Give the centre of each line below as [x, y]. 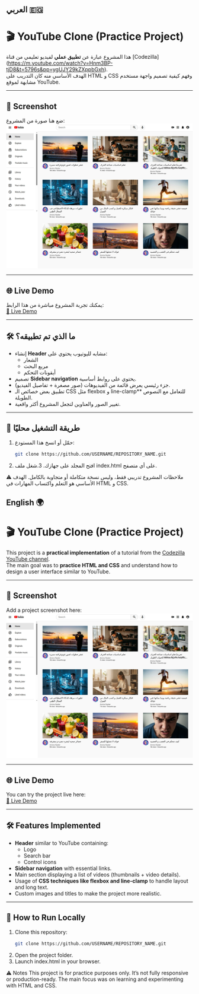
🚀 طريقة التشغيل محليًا [43, 428]
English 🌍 [25, 503]
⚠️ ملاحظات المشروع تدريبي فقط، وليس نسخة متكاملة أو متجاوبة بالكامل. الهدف [95, 477]
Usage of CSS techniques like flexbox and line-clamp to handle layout [101, 881]
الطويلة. [23, 398]
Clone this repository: [41, 932]
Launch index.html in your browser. [57, 961]
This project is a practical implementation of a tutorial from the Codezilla [96, 553]
